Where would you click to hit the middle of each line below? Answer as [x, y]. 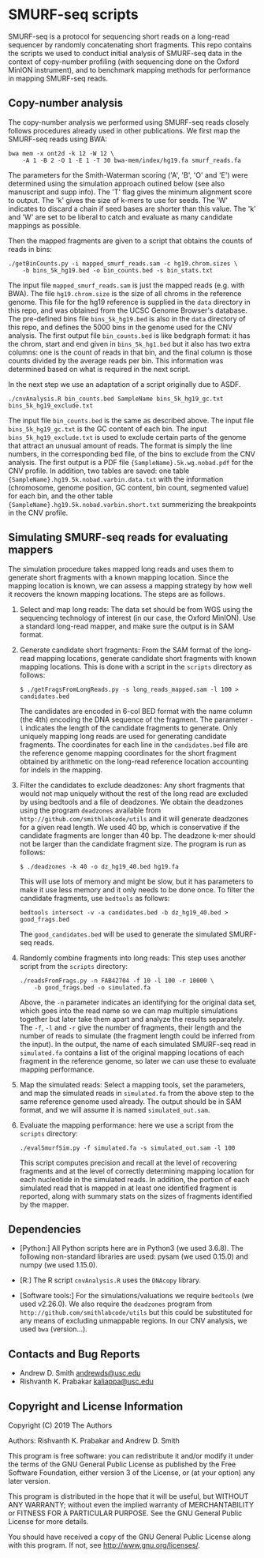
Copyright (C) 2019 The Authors [60, 1425]
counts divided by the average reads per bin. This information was [116, 360]
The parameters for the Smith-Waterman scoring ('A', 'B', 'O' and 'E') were [128, 175]
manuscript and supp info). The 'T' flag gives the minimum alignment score [130, 192]
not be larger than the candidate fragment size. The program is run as [133, 843]
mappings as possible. [45, 225]
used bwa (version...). [54, 1329]
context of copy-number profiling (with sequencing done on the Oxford [124, 62]
